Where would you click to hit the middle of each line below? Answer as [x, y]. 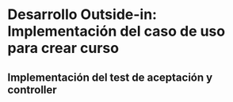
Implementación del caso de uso [116, 31]
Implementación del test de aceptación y [110, 77]
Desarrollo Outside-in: [82, 15]
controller [32, 90]
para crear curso [63, 48]
